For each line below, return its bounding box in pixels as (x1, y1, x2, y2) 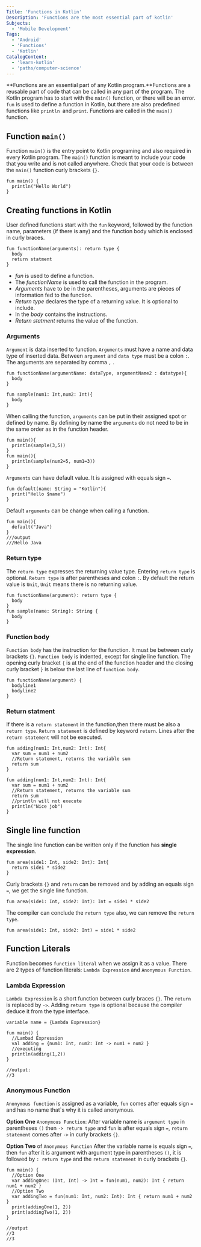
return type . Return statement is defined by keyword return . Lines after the (6, 727, 194, 735)
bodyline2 (11, 688, 36, 694)
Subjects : (6, 20, 31, 26)
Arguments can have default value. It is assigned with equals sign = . (6, 474, 172, 482)
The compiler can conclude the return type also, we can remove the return (6, 909, 194, 916)
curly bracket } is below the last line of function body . (6, 665, 140, 672)
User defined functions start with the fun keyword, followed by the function (6, 221, 193, 228)
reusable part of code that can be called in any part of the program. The (6, 88, 185, 95)
